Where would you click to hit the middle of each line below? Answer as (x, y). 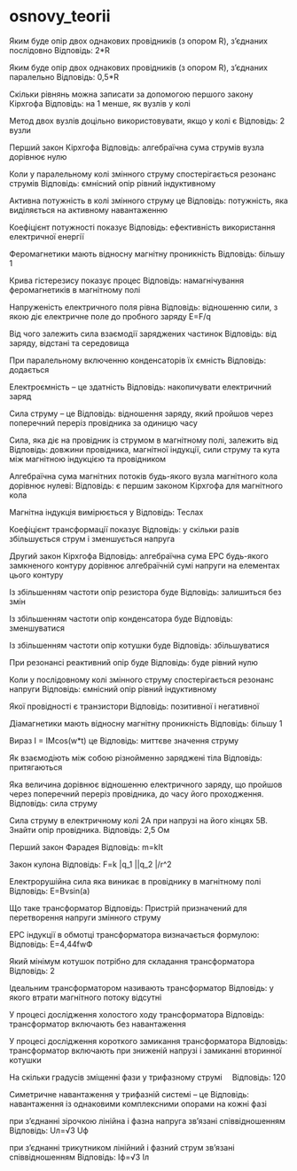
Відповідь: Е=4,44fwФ (51, 944)
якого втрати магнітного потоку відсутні (86, 997)
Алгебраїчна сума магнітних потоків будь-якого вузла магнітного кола (143, 475)
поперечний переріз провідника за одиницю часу (103, 422)
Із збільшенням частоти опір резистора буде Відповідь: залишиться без (145, 592)
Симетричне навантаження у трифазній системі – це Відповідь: (129, 1094)
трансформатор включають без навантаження (98, 1024)
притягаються (36, 767)
